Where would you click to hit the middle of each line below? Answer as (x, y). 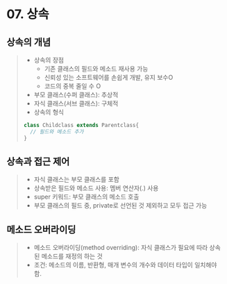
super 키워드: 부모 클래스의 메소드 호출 (86, 197)
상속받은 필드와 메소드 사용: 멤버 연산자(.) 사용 (96, 188)
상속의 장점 (49, 60)
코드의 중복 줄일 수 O (73, 86)
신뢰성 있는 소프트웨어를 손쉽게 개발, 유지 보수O (109, 77)
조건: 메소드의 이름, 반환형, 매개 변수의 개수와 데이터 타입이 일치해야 (125, 265)
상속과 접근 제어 (38, 161)
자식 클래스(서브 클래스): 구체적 (76, 103)
